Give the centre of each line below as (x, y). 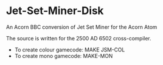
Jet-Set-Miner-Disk (55, 11)
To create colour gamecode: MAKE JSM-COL (70, 49)
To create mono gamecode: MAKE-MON (64, 56)
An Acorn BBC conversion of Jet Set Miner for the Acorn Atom (82, 27)
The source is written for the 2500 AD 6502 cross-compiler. (79, 38)
